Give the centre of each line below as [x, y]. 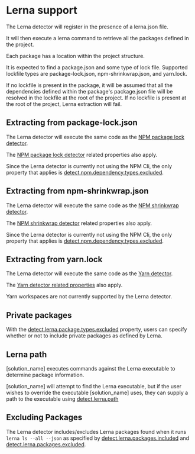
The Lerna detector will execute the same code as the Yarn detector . [90, 273]
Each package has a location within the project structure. [75, 56]
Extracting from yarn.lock [54, 259]
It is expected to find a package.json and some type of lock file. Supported [97, 67]
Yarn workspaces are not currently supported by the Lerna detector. [89, 297]
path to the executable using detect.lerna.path [62, 399]
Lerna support [42, 10]
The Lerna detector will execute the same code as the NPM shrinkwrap [92, 205]
